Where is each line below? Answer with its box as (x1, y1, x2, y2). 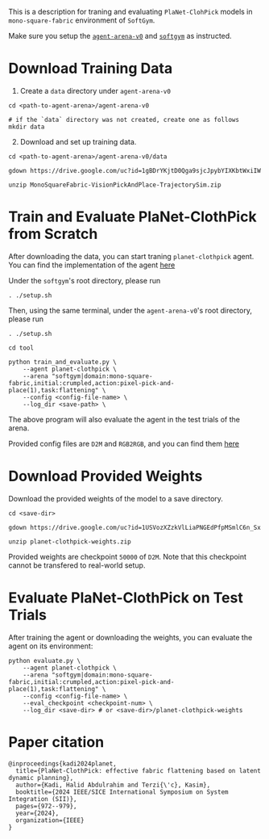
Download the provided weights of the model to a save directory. (8, 493, 224, 503)
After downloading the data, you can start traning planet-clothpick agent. (8, 251, 255, 261)
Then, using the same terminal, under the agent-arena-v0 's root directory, (8, 305, 252, 315)
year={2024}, (15, 809, 60, 817)
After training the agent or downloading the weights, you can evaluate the (8, 632, 253, 642)
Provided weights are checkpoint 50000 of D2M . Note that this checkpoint (8, 552, 247, 561)
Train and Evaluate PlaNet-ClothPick (8, 208, 257, 226)
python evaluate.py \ (8, 657, 81, 665)
